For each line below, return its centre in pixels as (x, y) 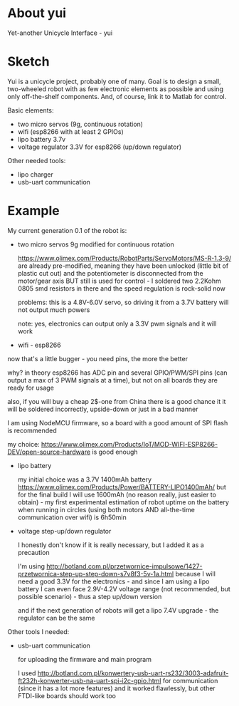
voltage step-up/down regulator (64, 531)
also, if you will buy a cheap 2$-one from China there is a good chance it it (117, 401)
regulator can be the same (56, 618)
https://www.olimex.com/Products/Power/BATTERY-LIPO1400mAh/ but (122, 487)
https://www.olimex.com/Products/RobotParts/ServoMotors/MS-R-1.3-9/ (124, 258)
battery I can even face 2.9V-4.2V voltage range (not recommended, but (124, 588)
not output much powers (54, 310)
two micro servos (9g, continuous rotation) (80, 124)
